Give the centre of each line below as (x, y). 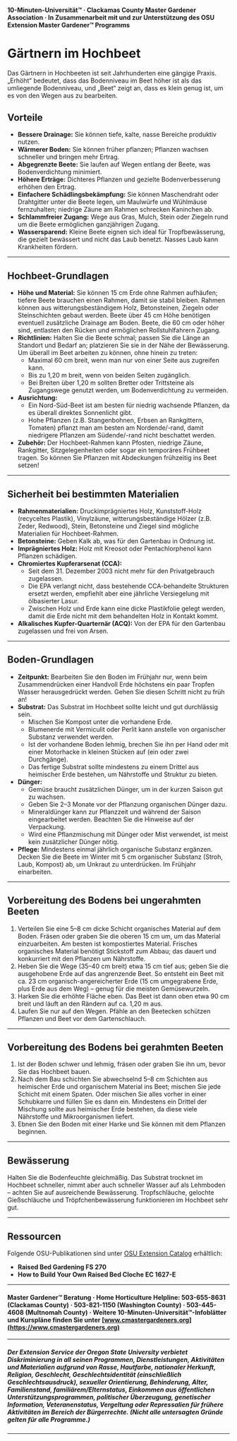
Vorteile (25, 117)
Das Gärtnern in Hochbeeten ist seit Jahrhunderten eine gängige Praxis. (112, 73)
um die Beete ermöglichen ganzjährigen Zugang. (89, 224)
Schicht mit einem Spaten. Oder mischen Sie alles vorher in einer (112, 1095)
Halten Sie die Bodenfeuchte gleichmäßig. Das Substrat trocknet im (105, 1178)
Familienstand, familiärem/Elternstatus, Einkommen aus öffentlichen (111, 1389)
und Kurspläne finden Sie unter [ (56, 1320)
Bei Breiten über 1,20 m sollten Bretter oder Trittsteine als (111, 383)
